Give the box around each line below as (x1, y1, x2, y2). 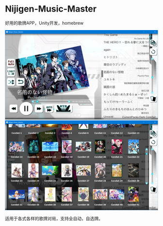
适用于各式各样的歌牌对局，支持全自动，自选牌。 (5, 215, 103, 221)
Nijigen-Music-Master (5, 3, 97, 15)
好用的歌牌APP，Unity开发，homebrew (5, 20, 84, 26)
